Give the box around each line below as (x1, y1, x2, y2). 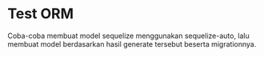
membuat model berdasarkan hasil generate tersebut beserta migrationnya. (7, 39, 257, 48)
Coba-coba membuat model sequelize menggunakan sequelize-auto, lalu (7, 31, 250, 40)
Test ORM (7, 5, 74, 23)
